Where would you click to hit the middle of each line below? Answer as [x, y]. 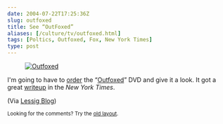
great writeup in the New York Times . [61, 87]
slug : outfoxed [30, 20]
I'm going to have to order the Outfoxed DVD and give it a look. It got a [112, 80]
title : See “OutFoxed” [40, 27]
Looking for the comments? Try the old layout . [63, 113]
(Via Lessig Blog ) [32, 101]
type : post [23, 46]
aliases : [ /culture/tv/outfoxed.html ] [64, 33]
